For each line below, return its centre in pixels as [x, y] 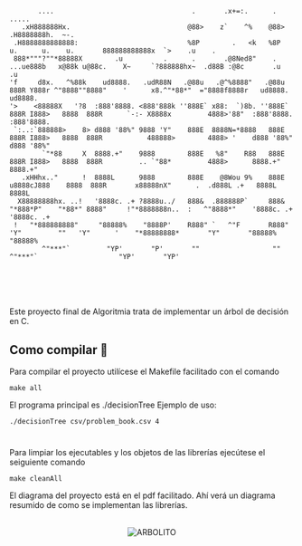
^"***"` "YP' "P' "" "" [161, 249]
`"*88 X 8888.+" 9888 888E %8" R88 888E [163, 154]
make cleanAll [36, 479]
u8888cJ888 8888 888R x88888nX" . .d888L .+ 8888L [143, 186]
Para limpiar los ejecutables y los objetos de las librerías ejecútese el [137, 453]
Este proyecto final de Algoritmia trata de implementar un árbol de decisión [149, 311]
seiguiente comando [47, 462]
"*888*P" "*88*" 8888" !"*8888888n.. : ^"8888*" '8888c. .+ [151, 209]
